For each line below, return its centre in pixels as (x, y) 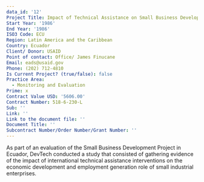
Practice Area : (25, 79)
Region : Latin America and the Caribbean (59, 40)
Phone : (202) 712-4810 (35, 68)
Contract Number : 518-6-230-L (45, 102)
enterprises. (21, 173)
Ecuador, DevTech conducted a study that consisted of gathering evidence (100, 154)
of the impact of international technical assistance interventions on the (94, 160)
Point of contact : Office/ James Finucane (61, 57)
